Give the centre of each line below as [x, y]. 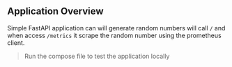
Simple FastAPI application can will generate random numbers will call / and [116, 28]
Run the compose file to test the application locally [97, 56]
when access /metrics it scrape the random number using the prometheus [114, 35]
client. [16, 42]
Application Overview [55, 11]
